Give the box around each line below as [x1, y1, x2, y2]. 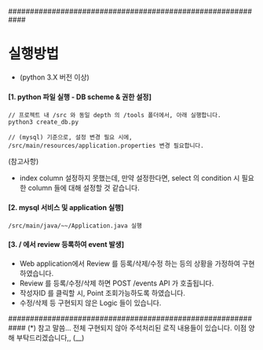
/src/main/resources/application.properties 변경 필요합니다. [8, 142, 204, 150]
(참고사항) [8, 157, 39, 166]
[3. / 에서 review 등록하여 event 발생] [8, 239, 125, 249]
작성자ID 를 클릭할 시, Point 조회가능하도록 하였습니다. [19, 288, 186, 297]
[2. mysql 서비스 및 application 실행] [8, 202, 124, 212]
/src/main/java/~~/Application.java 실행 [8, 222, 143, 230]
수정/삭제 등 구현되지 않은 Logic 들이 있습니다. [19, 298, 162, 308]
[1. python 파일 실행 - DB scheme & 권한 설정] [8, 92, 152, 101]
